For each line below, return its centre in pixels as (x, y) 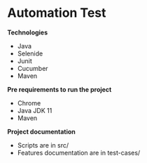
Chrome (29, 103)
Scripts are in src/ (43, 145)
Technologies (28, 32)
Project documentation (41, 131)
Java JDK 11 (35, 110)
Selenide (30, 53)
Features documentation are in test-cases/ (79, 152)
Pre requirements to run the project (59, 89)
